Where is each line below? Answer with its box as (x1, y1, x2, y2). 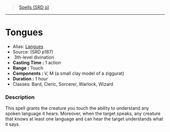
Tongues (5, 27, 43, 38)
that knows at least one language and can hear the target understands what (5, 116, 163, 122)
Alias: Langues (12, 43, 44, 50)
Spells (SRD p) (19, 5, 50, 10)
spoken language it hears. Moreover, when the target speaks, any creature (5, 111, 161, 117)
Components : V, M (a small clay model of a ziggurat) (12, 70, 124, 76)
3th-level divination (14, 54, 55, 60)
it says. (5, 121, 20, 127)
